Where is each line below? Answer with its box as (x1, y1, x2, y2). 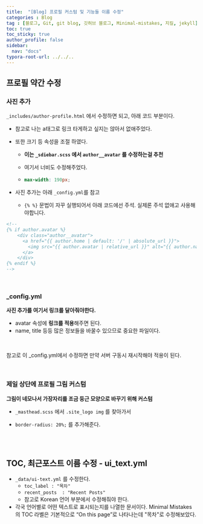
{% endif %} (6, 261, 36, 267)
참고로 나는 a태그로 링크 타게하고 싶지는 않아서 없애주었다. (14, 125, 152, 133)
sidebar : (6, 43, 28, 49)
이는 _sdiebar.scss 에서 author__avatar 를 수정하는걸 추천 (24, 151, 164, 158)
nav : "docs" (11, 48, 42, 54)
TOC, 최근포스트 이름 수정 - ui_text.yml (6, 458, 148, 469)
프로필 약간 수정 (6, 78, 62, 88)
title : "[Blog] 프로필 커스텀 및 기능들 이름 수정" (6, 8, 124, 15)
